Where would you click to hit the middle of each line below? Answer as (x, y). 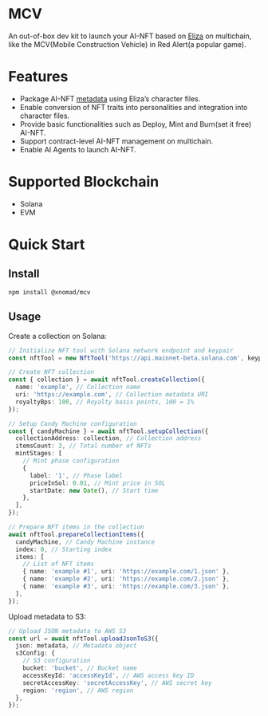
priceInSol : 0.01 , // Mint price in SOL (97, 483)
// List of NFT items (58, 564)
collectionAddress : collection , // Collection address (108, 439)
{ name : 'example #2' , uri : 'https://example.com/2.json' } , (126, 579)
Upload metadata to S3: (47, 616)
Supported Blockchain (84, 182)
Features (38, 77)
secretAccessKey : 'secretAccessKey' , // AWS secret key (118, 683)
